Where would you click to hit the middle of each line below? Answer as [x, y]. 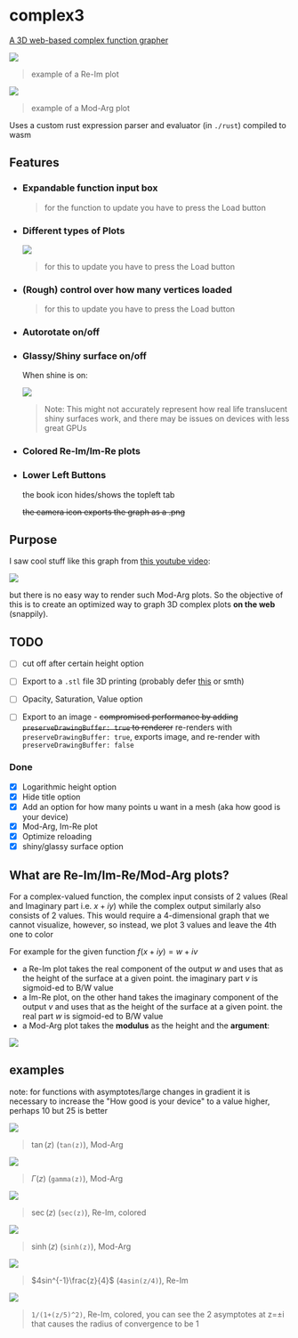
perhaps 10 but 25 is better [59, 1110]
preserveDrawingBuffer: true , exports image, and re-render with [141, 736]
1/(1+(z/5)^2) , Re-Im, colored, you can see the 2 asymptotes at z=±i [157, 1314]
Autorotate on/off [61, 332]
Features [34, 162]
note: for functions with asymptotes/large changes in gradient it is [130, 1091]
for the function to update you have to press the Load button [155, 207]
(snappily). [29, 614]
